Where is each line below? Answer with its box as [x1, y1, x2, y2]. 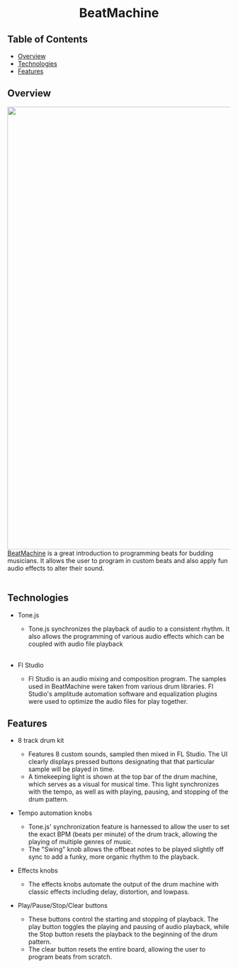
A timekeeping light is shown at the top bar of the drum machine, [28, 773, 217, 781]
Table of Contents [7, 33, 89, 45]
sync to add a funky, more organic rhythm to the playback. [28, 853, 200, 861]
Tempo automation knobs [17, 809, 93, 817]
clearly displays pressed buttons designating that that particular [28, 758, 215, 766]
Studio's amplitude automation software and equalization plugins [28, 689, 217, 698]
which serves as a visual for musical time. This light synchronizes [28, 780, 220, 789]
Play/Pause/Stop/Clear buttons [17, 901, 108, 910]
